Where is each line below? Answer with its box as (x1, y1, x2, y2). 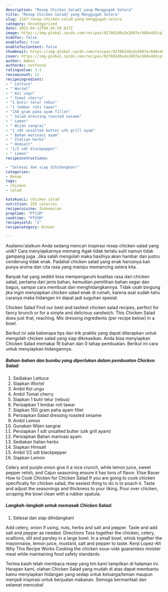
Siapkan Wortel (12, 380, 44, 387)
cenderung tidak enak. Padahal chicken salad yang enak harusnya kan (5, 259, 151, 264)
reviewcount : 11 (5, 72, 39, 77)
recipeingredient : (5, 77, 44, 82)
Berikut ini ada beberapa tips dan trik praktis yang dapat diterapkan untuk (5, 330, 157, 336)
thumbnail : (5, 49, 28, 54)
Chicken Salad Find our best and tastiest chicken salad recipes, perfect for (5, 305, 159, 310)
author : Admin (5, 58, 35, 63)
